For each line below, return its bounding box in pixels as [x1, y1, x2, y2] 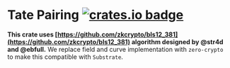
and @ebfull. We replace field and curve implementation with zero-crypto [7, 45, 224, 53]
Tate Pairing [7, 7, 80, 23]
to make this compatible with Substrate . [7, 53, 124, 61]
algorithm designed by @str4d [131, 37, 224, 46]
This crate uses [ [7, 30, 58, 39]
